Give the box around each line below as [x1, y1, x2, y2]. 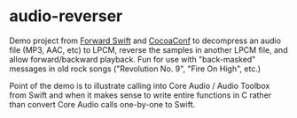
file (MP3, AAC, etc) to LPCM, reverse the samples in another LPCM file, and [9, 44, 288, 55]
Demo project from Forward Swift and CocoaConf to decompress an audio [9, 35, 282, 46]
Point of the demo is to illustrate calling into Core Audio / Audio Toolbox [9, 80, 270, 91]
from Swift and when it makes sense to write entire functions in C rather [9, 90, 272, 100]
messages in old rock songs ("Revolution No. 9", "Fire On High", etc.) [9, 63, 262, 74]
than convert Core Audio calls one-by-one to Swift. [9, 99, 196, 109]
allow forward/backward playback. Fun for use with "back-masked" [9, 54, 256, 64]
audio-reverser [9, 6, 123, 26]
